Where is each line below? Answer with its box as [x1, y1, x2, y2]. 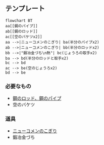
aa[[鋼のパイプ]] [5, 23, 38, 28]
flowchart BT [5, 18, 33, 23]
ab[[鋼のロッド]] [5, 29, 38, 34]
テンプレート [5, 4, 45, 13]
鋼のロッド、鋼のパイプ [12, 95, 62, 101]
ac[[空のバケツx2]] [5, 34, 42, 39]
